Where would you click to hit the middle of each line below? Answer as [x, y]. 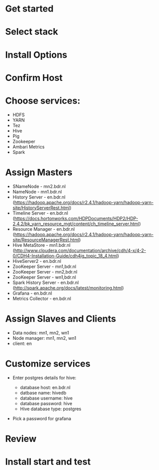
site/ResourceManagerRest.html [46, 240]
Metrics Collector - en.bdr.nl [42, 298]
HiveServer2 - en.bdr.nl [37, 261]
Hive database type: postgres [51, 409]
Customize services [48, 364]
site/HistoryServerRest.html [41, 208]
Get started [29, 9]
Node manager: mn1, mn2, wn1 [44, 338]
